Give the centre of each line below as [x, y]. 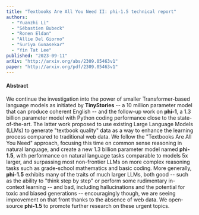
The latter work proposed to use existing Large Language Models [113, 124]
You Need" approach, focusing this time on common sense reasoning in [94, 143]
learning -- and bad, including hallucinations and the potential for [105, 187]
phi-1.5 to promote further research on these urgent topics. [97, 206]
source [15, 206]
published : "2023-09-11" [37, 56]
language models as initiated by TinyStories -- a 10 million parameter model [99, 105]
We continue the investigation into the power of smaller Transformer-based [98, 99]
